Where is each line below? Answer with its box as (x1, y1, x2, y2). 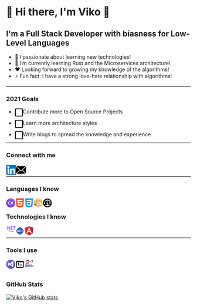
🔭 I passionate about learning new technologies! (14, 53, 131, 60)
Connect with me (6, 151, 56, 159)
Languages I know (6, 184, 59, 193)
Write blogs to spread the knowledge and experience (22, 131, 151, 138)
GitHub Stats (6, 280, 43, 288)
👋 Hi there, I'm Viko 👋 (6, 5, 110, 19)
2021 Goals (6, 95, 39, 103)
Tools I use (6, 246, 38, 254)
